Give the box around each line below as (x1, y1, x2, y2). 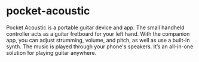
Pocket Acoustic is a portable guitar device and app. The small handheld (6, 24, 185, 31)
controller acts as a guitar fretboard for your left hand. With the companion (6, 30, 190, 37)
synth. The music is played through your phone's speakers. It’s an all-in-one (6, 43, 194, 50)
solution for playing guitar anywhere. (6, 49, 97, 56)
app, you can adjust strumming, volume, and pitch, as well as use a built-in (6, 36, 190, 44)
